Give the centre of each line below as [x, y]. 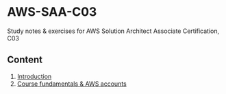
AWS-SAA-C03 [52, 12]
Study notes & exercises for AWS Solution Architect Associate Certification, [113, 31]
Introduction [34, 76]
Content [25, 60]
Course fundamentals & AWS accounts [72, 84]
